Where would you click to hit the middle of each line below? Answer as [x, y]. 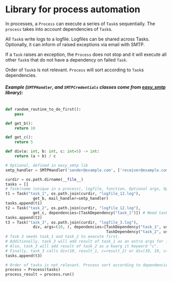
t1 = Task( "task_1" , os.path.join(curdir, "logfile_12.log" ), [73, 194]
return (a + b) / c [35, 156]
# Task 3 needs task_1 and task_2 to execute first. [63, 237]
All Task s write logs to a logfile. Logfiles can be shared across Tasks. [78, 39]
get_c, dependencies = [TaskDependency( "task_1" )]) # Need [95, 213]
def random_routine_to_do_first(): [43, 109]
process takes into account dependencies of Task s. [59, 29]
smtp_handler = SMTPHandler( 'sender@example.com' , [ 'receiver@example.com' [88, 170]
